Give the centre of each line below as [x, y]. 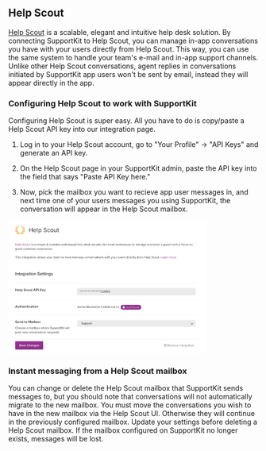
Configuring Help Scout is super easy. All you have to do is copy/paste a [126, 121]
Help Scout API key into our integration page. [82, 129]
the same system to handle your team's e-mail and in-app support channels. [133, 57]
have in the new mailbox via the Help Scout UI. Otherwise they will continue [132, 414]
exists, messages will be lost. [56, 439]
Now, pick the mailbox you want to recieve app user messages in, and [134, 192]
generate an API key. [54, 153]
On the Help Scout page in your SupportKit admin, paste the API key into [138, 168]
